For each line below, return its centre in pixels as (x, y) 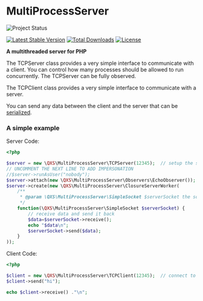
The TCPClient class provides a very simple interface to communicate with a (101, 88)
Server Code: (23, 141)
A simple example (33, 128)
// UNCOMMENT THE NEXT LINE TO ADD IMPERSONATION (70, 169)
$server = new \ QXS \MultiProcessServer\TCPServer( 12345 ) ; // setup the (100, 164)
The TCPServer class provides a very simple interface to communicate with (100, 63)
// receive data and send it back (71, 214)
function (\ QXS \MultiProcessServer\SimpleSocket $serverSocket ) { (101, 208)
